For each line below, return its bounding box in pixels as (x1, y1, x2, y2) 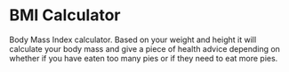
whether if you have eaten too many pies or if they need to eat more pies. (9, 53, 278, 63)
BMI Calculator (9, 5, 121, 25)
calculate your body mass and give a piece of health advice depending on (9, 43, 280, 54)
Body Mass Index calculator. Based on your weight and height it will (9, 34, 257, 45)
